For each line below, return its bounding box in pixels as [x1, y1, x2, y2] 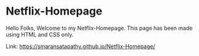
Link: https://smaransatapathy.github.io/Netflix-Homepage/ [6, 43, 155, 50]
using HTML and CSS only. [6, 30, 74, 38]
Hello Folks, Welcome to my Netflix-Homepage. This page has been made [6, 24, 193, 32]
